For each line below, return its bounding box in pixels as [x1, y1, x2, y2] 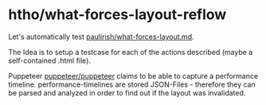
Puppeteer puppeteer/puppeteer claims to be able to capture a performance [8, 71, 259, 80]
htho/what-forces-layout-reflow [8, 6, 227, 24]
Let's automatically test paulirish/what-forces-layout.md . [8, 32, 194, 41]
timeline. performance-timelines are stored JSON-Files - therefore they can [8, 80, 256, 89]
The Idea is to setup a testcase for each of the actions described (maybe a [8, 47, 253, 56]
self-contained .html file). [8, 56, 92, 65]
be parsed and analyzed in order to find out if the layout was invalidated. [8, 87, 246, 97]
